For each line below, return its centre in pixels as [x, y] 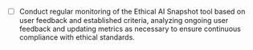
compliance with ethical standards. [77, 37]
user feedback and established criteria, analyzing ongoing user [124, 21]
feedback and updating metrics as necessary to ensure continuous [130, 29]
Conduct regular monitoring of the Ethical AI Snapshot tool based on [132, 12]
